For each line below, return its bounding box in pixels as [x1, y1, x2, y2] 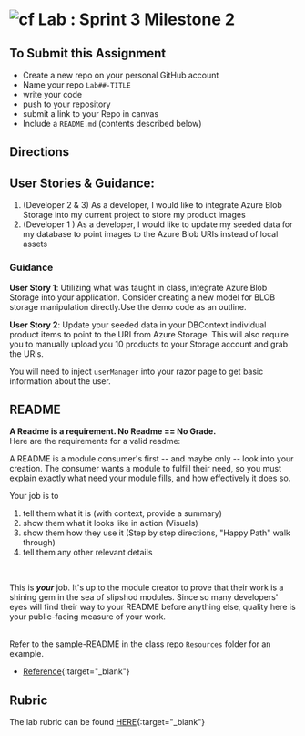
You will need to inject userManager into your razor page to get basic [9, 366, 264, 377]
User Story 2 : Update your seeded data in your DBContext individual [9, 319, 267, 330]
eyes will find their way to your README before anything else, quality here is [9, 602, 296, 613]
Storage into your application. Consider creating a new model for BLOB [9, 292, 276, 303]
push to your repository [22, 98, 111, 109]
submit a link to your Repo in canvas [22, 109, 159, 119]
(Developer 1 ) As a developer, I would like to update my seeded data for [22, 219, 293, 230]
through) [22, 537, 56, 548]
